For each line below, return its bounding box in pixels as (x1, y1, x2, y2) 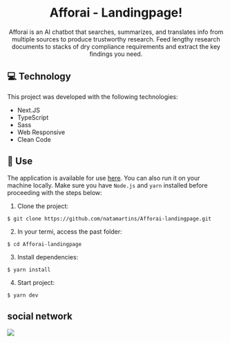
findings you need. (89, 50, 143, 58)
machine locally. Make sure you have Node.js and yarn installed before (7, 181, 209, 189)
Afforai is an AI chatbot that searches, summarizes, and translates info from (8, 28, 224, 36)
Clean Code (17, 135, 52, 143)
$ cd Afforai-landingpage (7, 241, 82, 248)
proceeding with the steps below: (7, 188, 102, 196)
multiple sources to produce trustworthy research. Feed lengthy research (12, 35, 220, 43)
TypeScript (17, 113, 49, 122)
